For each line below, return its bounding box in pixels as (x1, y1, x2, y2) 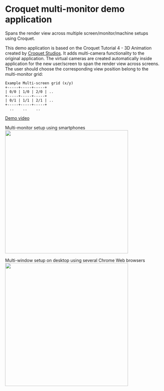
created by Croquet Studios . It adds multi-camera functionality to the (5, 50, 145, 56)
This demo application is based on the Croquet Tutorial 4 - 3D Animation (5, 45, 152, 51)
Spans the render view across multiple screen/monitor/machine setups (5, 30, 148, 36)
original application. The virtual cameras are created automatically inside (5, 55, 152, 61)
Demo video (5, 115, 30, 121)
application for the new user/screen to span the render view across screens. (5, 61, 160, 66)
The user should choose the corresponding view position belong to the (5, 65, 149, 72)
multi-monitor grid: (5, 71, 43, 77)
